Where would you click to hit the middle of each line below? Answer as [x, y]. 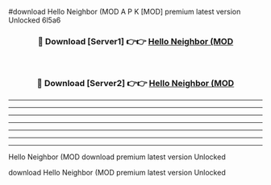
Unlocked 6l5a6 [35, 20]
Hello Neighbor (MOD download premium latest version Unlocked [117, 157]
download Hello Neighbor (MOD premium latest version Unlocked [117, 172]
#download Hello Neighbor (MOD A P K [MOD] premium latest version [125, 12]
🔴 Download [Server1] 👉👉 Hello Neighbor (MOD [135, 41]
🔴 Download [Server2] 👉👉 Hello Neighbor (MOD [135, 84]
